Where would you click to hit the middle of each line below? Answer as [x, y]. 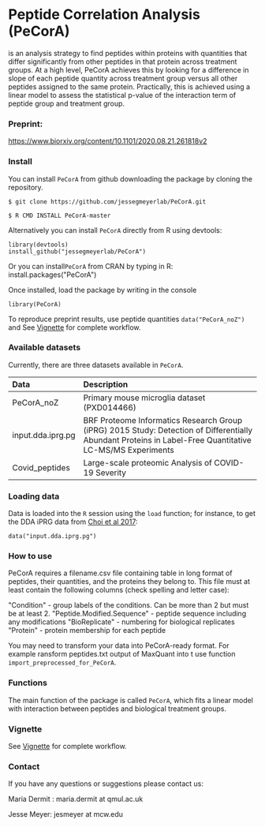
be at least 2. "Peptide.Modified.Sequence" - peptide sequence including [127, 614]
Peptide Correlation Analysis [105, 15]
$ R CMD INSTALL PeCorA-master [60, 215]
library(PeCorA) [35, 304]
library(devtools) [38, 245]
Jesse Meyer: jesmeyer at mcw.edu [66, 814]
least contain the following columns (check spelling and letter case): [119, 590]
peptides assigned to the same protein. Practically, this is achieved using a [129, 86]
